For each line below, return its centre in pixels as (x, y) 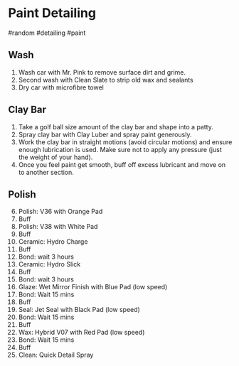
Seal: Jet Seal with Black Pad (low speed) (79, 310)
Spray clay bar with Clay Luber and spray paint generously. (105, 134)
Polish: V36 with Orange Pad (60, 212)
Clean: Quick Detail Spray (56, 355)
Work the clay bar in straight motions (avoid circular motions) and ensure (125, 142)
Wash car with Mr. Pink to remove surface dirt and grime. (102, 72)
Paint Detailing (52, 13)
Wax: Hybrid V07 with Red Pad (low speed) (81, 333)
